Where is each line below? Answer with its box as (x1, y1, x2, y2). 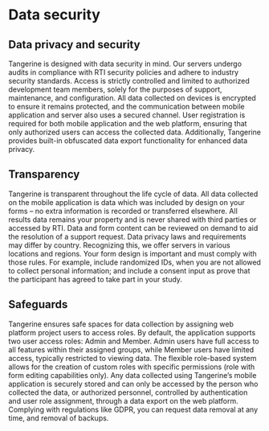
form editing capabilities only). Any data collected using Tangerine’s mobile (8, 370, 257, 380)
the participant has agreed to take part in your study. (8, 274, 183, 284)
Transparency (8, 167, 80, 182)
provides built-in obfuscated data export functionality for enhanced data (8, 136, 248, 146)
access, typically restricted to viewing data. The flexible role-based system (8, 353, 257, 363)
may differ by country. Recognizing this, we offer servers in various (8, 240, 230, 250)
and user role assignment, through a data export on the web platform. (8, 396, 238, 405)
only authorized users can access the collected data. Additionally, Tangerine (8, 127, 261, 137)
